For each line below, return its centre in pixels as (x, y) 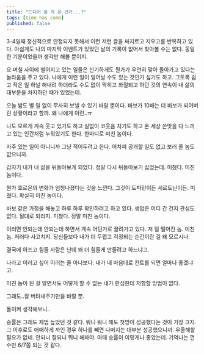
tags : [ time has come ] (35, 18)
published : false (28, 23)
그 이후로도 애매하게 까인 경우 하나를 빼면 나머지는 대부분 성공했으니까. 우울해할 (101, 330)
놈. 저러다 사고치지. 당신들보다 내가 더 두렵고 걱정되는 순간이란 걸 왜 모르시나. (98, 237)
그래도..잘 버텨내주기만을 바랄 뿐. (46, 296)
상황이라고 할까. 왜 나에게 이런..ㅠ (53, 113)
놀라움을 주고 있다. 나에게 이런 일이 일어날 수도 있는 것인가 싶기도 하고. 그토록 (98, 78)
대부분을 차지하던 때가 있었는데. (44, 93)
